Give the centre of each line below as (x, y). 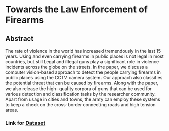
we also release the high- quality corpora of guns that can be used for (79, 89)
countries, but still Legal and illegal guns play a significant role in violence (82, 61)
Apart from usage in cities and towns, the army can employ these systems (83, 99)
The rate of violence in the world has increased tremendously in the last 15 (83, 51)
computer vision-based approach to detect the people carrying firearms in (83, 72)
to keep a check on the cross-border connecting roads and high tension (80, 104)
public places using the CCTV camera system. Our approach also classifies (84, 78)
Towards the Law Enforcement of (77, 9)
